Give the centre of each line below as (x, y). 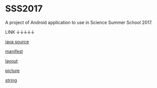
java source (17, 42)
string (11, 80)
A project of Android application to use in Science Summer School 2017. (79, 22)
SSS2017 (24, 9)
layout (11, 61)
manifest (14, 51)
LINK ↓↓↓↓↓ (20, 32)
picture (12, 71)
